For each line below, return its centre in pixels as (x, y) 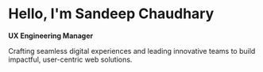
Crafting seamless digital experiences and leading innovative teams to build (132, 51)
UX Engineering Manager (51, 36)
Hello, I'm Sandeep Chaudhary (111, 14)
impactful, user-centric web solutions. (70, 59)
